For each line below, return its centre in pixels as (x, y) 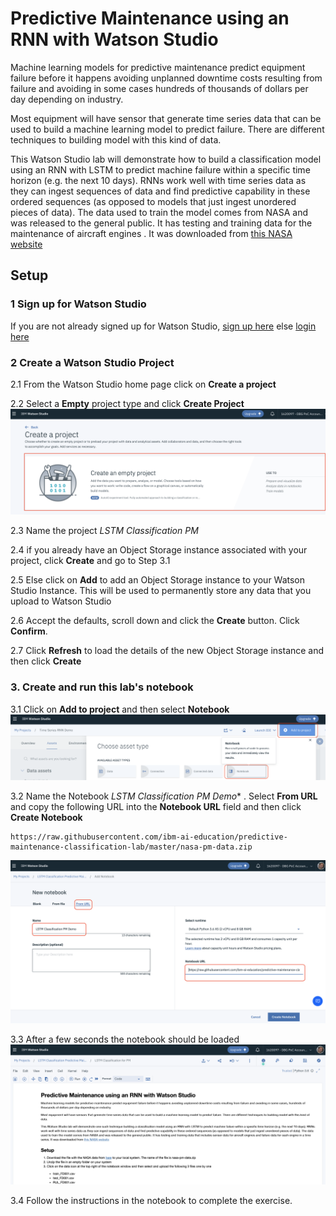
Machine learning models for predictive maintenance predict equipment (158, 67)
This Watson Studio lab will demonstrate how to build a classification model (166, 159)
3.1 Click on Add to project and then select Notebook (120, 709)
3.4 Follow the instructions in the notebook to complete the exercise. (151, 1201)
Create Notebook (46, 818)
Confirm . (29, 631)
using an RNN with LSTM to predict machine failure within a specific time (160, 169)
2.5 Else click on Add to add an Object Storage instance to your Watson (158, 580)
